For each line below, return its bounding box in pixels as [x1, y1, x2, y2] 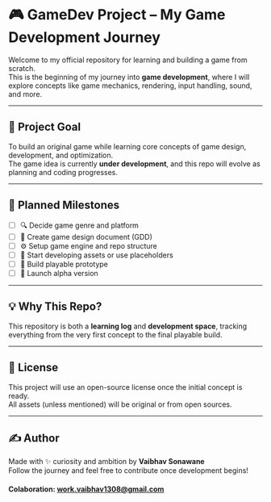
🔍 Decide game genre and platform [19, 220, 140, 230]
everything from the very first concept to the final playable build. [8, 329, 223, 339]
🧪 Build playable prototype [19, 259, 109, 269]
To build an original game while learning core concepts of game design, [8, 141, 247, 151]
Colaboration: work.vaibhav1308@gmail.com [8, 484, 165, 494]
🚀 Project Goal [8, 120, 81, 134]
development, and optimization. [8, 150, 114, 160]
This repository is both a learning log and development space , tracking [8, 321, 248, 331]
